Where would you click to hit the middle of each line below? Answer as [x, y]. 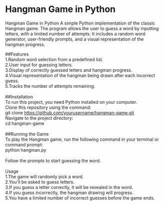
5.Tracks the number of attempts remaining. [50, 86]
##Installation [19, 97]
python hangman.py [26, 150]
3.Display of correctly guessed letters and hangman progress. [69, 70]
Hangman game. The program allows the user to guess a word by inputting [82, 28]
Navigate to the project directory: [39, 118]
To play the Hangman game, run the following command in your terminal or [82, 139]
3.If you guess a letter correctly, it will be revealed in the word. [69, 187]
